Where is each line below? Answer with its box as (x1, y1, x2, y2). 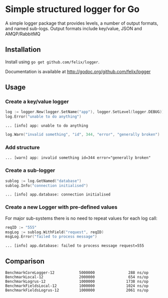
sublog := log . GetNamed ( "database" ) (5, 178, 81, 183)
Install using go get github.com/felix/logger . (5, 59, 100, 65)
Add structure (5, 144, 40, 151)
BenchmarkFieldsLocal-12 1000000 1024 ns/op (5, 283, 149, 288)
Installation (5, 45, 41, 54)
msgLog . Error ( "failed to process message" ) (5, 234, 97, 239)
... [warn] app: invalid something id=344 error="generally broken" (5, 155, 151, 160)
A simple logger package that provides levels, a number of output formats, (5, 20, 158, 26)
